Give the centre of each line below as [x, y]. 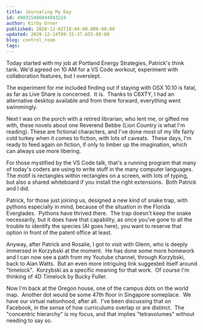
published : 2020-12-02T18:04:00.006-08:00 [61, 29]
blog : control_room [31, 40]
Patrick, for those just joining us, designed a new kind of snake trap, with [97, 200]
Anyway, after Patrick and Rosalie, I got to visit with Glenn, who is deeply [97, 244]
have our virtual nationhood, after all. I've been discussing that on [89, 301]
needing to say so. [29, 320]
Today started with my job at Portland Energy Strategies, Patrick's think [95, 63]
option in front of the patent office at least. [59, 232]
